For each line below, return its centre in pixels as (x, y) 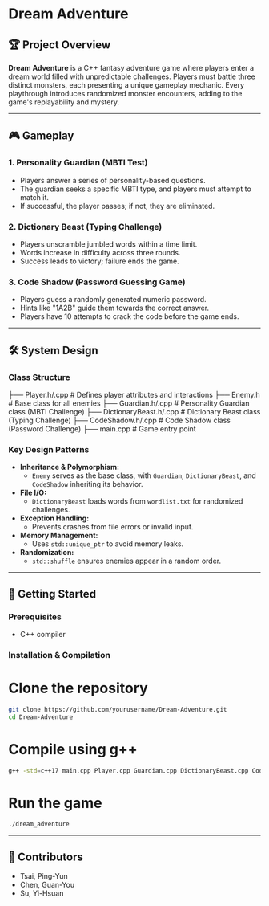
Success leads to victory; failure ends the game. (99, 261)
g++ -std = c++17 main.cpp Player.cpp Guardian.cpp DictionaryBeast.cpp (128, 771)
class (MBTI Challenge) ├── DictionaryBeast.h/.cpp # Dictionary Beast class (134, 411)
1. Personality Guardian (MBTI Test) (78, 163)
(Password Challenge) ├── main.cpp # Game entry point (102, 429)
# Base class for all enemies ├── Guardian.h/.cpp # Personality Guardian (129, 403)
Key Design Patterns (49, 449)
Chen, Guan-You (47, 885)
